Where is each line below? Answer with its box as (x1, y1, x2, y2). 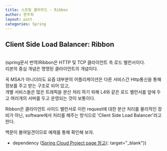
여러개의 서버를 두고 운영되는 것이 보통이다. (10, 95, 96, 101)
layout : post (5, 17, 33, 22)
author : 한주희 (5, 12, 34, 17)
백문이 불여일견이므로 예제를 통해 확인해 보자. (5, 129, 94, 135)
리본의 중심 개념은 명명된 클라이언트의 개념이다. (5, 66, 98, 72)
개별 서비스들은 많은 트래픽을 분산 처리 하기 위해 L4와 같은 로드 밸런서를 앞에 (5, 89, 156, 95)
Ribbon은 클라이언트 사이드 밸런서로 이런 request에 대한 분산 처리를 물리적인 (5, 106, 157, 112)
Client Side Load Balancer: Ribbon (5, 40, 115, 48)
